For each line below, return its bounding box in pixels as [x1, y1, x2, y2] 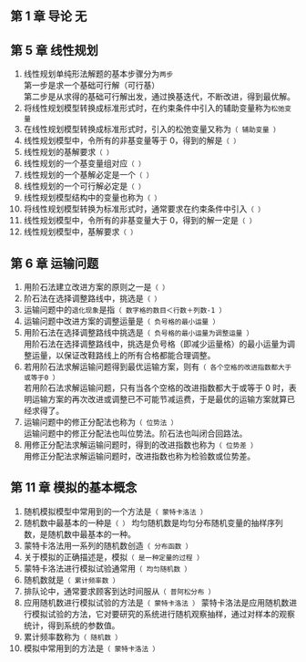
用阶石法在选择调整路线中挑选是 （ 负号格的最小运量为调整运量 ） [23, 327, 254, 338]
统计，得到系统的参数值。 [23, 619, 120, 631]
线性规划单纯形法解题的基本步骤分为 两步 [23, 68, 174, 79]
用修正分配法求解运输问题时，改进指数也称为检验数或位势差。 [23, 450, 256, 462]
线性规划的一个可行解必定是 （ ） [23, 181, 146, 191]
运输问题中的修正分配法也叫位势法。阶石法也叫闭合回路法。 [23, 428, 248, 440]
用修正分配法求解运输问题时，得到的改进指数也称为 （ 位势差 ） [23, 440, 258, 450]
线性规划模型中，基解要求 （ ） [23, 226, 138, 237]
